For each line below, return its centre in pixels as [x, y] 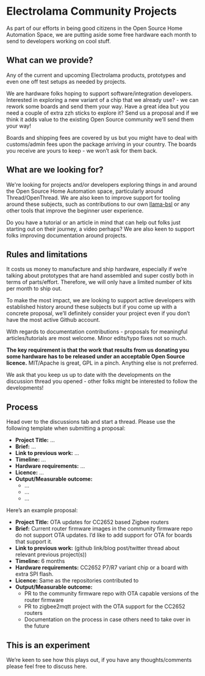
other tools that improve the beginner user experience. [75, 210]
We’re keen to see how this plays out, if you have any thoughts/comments [99, 660]
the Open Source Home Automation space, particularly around [85, 191]
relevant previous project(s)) [51, 554]
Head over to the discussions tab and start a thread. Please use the [91, 422]
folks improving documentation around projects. [67, 235]
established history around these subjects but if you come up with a [92, 307]
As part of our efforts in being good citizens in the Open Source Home [95, 28]
